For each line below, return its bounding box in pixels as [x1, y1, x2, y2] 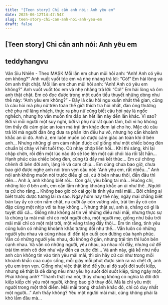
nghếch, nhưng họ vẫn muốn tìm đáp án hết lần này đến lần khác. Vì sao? [5, 113, 157, 119]
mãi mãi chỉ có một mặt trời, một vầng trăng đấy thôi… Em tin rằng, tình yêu [5, 220, 160, 226]
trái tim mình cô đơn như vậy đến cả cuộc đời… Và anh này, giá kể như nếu [5, 247, 159, 253]
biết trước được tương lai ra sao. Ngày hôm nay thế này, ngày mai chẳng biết [5, 193, 163, 199]
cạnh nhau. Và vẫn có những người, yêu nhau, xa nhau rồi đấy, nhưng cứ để [5, 242, 161, 248]
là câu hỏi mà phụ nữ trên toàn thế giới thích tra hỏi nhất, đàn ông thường [5, 103, 156, 109]
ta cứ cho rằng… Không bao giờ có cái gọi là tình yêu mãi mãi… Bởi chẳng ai [5, 188, 162, 194]
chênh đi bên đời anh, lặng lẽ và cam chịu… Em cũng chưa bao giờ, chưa [5, 162, 155, 168]
